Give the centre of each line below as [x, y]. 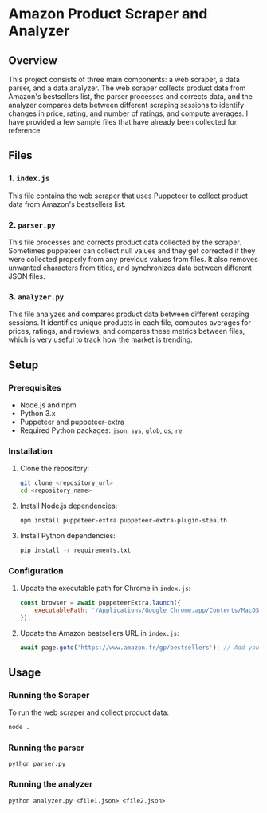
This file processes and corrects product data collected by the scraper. [125, 242]
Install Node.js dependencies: [69, 506]
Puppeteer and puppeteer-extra [72, 422]
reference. [25, 130]
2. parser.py [32, 224]
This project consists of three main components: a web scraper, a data [124, 79]
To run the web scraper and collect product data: [89, 712]
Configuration [36, 570]
